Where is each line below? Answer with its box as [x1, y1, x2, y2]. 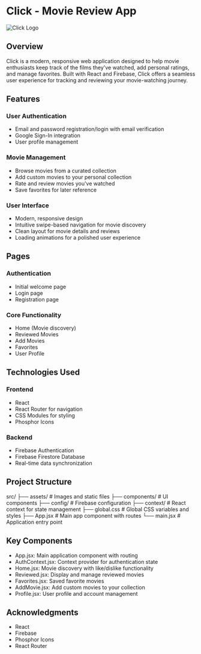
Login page [14, 289, 43, 297]
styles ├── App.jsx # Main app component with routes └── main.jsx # [6, 512, 181, 519]
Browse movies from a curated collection [14, 167, 117, 174]
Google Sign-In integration [14, 132, 81, 139]
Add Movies [14, 338, 45, 345]
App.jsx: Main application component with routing [14, 551, 138, 559]
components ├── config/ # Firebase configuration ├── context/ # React [6, 499, 186, 506]
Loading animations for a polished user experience [14, 234, 141, 241]
